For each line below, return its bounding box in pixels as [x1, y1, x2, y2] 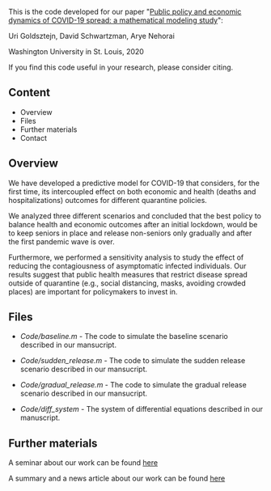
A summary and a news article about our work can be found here [8, 473, 226, 484]
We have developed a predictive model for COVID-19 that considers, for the [8, 178, 260, 188]
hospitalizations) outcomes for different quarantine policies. [8, 195, 208, 205]
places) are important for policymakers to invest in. [8, 286, 178, 296]
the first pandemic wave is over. [8, 236, 115, 246]
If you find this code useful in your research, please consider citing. [8, 62, 234, 72]
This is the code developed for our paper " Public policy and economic [8, 7, 242, 16]
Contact [19, 133, 47, 142]
